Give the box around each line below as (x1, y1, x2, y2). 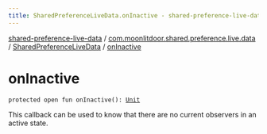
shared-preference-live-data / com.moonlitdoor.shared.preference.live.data (8, 33, 256, 43)
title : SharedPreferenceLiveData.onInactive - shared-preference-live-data (8, 11, 265, 20)
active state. (8, 118, 49, 128)
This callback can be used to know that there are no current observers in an (8, 109, 257, 119)
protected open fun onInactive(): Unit (8, 96, 141, 104)
